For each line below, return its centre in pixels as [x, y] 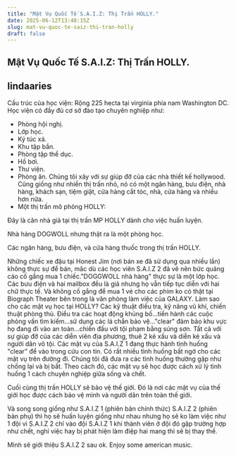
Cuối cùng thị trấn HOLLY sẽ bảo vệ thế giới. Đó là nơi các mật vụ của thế [114, 388]
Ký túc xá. [32, 139]
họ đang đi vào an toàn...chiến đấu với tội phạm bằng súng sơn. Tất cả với [114, 329]
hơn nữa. [30, 199]
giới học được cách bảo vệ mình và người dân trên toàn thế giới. [100, 395]
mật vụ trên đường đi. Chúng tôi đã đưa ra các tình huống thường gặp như [114, 359]
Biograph [20, 299]
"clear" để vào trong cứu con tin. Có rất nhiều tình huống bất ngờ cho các [114, 352]
